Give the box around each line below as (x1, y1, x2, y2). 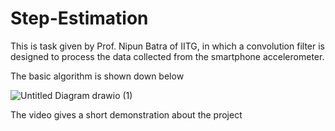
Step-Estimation (10, 7, 149, 30)
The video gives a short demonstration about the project (10, 108, 243, 121)
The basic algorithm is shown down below (10, 70, 185, 82)
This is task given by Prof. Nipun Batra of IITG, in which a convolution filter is (10, 40, 325, 52)
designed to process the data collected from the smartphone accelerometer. (10, 50, 325, 62)
